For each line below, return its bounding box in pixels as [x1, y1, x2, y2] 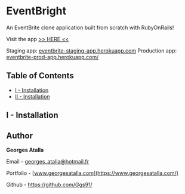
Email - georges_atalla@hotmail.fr [6, 158, 90, 165]
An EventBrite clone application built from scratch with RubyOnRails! [6, 24, 174, 31]
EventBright [6, 4, 67, 18]
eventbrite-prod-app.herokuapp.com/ [6, 53, 99, 60]
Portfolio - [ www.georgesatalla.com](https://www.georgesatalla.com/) [6, 169, 179, 177]
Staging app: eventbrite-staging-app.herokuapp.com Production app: [6, 47, 177, 54]
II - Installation [14, 93, 50, 100]
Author [6, 130, 33, 141]
